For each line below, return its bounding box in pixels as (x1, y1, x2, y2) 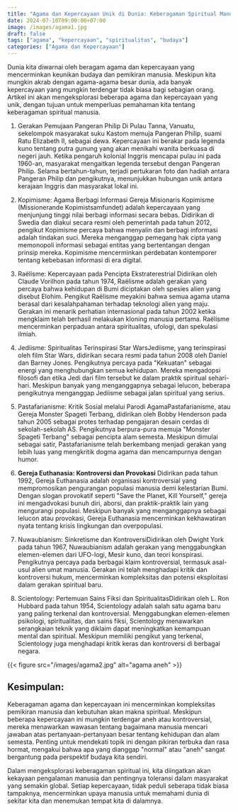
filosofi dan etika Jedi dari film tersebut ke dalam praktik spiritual (17, 373, 207, 382)
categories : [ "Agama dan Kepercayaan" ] (7, 43, 125, 50)
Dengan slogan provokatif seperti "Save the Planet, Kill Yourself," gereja (17, 492, 227, 500)
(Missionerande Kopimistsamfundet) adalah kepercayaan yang (17, 203, 200, 211)
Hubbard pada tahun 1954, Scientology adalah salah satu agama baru (17, 602, 221, 610)
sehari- (208, 373, 229, 382)
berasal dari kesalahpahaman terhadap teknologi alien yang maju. (17, 300, 210, 308)
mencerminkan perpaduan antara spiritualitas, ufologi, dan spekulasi (17, 322, 218, 330)
